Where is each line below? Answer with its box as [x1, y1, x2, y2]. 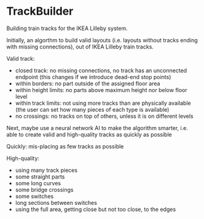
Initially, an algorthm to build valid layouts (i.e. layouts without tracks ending [6, 36, 198, 44]
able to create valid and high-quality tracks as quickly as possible [6, 131, 172, 138]
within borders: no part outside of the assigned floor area [15, 80, 160, 87]
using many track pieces [15, 166, 78, 174]
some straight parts [15, 173, 65, 180]
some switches [15, 192, 54, 200]
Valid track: [6, 55, 35, 62]
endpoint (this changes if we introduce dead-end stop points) [15, 73, 171, 80]
